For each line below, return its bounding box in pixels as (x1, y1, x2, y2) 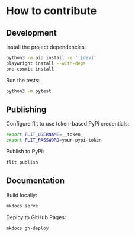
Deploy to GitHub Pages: (6, 213, 66, 220)
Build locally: (6, 191, 37, 198)
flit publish (6, 159, 38, 165)
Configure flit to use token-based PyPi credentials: (6, 120, 130, 127)
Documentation (6, 176, 65, 186)
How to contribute (6, 4, 97, 18)
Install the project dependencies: (6, 43, 86, 50)
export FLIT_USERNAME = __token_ (6, 132, 83, 137)
